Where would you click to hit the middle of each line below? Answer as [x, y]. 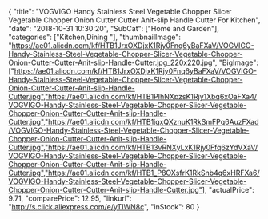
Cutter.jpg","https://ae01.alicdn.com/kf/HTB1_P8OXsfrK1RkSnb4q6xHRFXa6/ [134, 173]
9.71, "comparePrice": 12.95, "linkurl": [70, 198]
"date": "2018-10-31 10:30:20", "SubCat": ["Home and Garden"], [114, 28]
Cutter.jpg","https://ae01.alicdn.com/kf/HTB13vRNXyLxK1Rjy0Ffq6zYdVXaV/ [133, 147]
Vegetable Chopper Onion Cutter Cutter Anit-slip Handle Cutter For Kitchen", [134, 20]
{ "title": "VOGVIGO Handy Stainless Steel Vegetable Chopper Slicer [120, 12]
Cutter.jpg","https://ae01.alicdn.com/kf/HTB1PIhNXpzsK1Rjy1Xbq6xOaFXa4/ [133, 96]
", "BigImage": [235, 62]
